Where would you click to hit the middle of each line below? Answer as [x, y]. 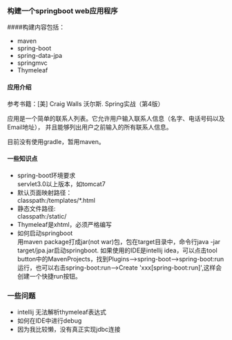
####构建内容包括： [36, 27]
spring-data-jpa [40, 56]
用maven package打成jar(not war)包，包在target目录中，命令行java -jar [119, 241]
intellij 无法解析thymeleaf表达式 [62, 312]
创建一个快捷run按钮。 [49, 276]
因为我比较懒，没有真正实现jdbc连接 [69, 329]
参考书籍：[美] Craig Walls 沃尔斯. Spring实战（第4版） [86, 103]
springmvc [32, 63]
